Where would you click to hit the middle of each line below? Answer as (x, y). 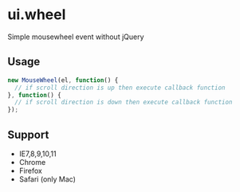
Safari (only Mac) (47, 179)
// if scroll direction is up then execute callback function (120, 88)
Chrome (32, 162)
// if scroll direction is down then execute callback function (124, 102)
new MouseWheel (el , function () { (63, 80)
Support (28, 134)
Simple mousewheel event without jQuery (76, 37)
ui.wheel (37, 15)
